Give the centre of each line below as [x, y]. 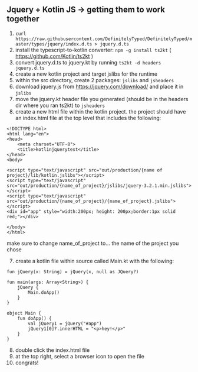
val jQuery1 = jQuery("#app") [65, 324]
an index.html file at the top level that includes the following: [88, 118]
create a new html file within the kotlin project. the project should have [100, 111]
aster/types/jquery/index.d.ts [54, 44]
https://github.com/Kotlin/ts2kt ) [54, 56]
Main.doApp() [44, 292]
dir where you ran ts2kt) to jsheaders [60, 105]
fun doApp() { [34, 318]
